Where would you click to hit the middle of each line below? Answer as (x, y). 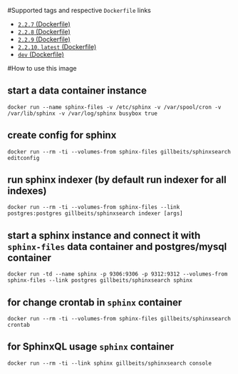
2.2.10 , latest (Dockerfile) (57, 47)
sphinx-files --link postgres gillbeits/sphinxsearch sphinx (100, 280)
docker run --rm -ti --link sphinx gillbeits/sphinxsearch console (110, 363)
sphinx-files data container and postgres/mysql (117, 247)
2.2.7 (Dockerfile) (44, 24)
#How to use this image (42, 68)
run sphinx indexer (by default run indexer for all (117, 180)
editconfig (24, 158)
